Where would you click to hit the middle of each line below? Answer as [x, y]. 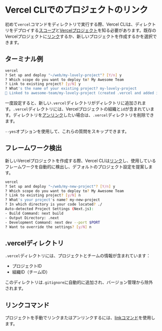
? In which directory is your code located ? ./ [54, 204]
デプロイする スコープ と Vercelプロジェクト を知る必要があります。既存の [85, 30]
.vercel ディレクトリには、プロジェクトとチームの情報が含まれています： [78, 256]
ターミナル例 [24, 59]
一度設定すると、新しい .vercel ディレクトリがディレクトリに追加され [74, 103]
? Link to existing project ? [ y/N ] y [43, 84]
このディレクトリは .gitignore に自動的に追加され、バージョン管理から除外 [79, 282]
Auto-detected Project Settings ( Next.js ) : [49, 209]
